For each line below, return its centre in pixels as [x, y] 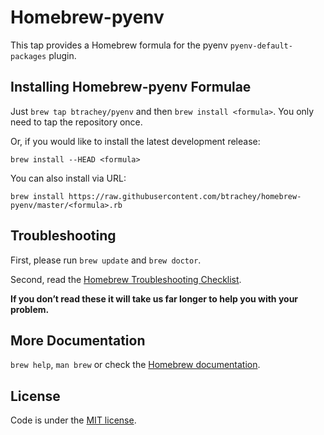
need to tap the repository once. [76, 122]
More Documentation [78, 340]
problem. [30, 309]
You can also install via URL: [68, 178]
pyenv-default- [261, 46]
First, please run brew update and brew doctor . [106, 260]
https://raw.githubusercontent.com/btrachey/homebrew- [185, 196]
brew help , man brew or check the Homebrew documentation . [135, 365]
